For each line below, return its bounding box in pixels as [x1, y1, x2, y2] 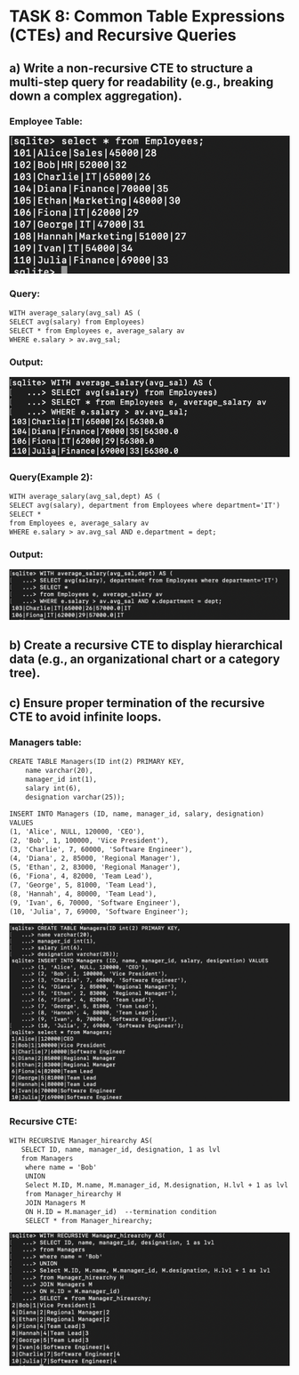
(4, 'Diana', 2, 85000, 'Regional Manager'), [9, 854, 181, 864]
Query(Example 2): [9, 471, 93, 484]
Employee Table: [9, 115, 83, 127]
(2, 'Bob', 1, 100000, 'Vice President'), [9, 836, 169, 846]
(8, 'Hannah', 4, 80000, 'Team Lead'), [9, 889, 158, 899]
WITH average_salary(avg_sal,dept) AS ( [9, 492, 162, 502]
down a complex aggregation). [9, 88, 182, 103]
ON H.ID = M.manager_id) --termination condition [25, 1208, 217, 1217]
